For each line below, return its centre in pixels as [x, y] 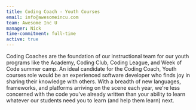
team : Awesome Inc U [32, 23]
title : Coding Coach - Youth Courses [53, 12]
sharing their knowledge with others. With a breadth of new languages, [94, 81]
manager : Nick [24, 28]
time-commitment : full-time [41, 34]
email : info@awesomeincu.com [42, 17]
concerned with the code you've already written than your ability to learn [96, 94]
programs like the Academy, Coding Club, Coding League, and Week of [94, 62]
